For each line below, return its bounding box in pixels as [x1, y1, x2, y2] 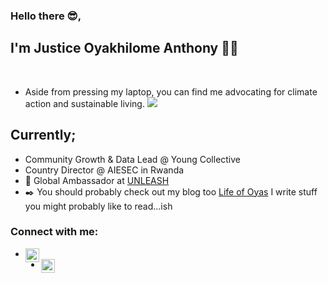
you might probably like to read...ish [24, 200, 173, 212]
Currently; [10, 127, 77, 144]
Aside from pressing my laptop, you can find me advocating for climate [24, 85, 318, 98]
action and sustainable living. [24, 97, 145, 109]
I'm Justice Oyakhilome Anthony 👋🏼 [10, 40, 239, 57]
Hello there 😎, [10, 9, 82, 23]
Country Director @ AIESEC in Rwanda [24, 164, 185, 176]
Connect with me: [10, 225, 99, 239]
